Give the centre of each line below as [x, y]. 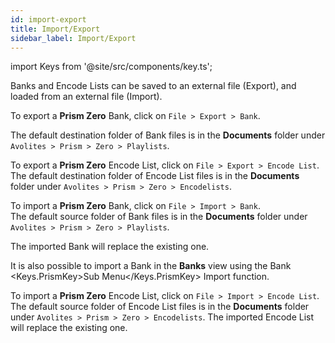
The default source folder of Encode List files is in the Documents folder [160, 307]
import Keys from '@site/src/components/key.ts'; [111, 67]
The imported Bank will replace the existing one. [110, 247]
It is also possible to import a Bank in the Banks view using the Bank [151, 266]
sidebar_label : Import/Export [73, 38]
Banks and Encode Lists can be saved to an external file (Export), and [153, 86]
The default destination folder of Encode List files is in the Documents [155, 176]
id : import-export [48, 19]
